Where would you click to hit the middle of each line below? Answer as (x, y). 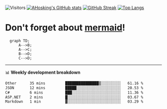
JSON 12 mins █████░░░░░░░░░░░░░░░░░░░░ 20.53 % (74, 88)
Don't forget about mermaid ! (65, 28)
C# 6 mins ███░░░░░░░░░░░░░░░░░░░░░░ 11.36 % (74, 92)
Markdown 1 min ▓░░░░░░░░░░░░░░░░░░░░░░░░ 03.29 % (74, 102)
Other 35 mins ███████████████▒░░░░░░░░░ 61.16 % (74, 83)
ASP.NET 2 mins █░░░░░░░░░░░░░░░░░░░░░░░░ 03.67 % (74, 97)
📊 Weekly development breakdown (43, 72)
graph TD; (20, 41)
